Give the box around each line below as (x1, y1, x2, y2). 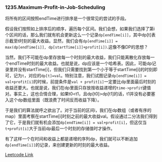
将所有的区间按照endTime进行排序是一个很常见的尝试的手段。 (5, 16, 129, 21)
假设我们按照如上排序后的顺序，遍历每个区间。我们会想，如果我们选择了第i (5, 26, 155, 32)
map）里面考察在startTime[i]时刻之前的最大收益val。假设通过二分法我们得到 (5, 113, 158, 119)
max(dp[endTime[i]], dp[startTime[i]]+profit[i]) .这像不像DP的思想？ (5, 44, 148, 50)
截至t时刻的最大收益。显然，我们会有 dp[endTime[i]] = (9, 38, 118, 44)
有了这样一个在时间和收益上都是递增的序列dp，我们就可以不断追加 (5, 136, 138, 142)
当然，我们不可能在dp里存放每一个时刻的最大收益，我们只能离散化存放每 (5, 54, 151, 60)
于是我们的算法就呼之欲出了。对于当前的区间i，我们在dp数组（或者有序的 (5, 108, 152, 113)
